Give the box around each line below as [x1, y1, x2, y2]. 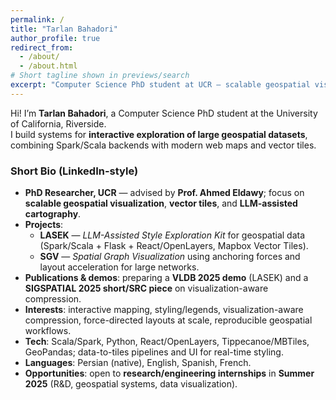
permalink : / [10, 14, 65, 25]
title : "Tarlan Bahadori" [10, 24, 118, 34]
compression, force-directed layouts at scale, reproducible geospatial [24, 314, 313, 326]
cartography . [24, 208, 82, 220]
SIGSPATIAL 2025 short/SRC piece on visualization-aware [24, 282, 269, 295]
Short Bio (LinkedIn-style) [10, 164, 139, 178]
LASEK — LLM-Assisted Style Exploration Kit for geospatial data [39, 229, 306, 241]
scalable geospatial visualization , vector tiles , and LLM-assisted [24, 197, 298, 210]
